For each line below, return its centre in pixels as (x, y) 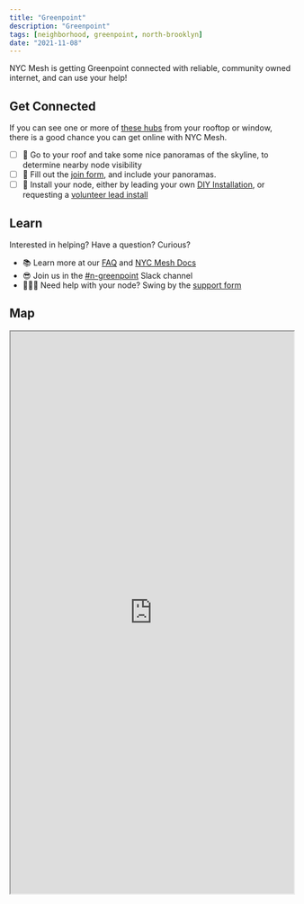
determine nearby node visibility (82, 165)
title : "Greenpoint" (48, 18)
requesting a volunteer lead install (85, 195)
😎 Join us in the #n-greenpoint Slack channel (107, 276)
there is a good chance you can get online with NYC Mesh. (118, 138)
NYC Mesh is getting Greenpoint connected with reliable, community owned (150, 68)
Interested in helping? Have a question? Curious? (100, 245)
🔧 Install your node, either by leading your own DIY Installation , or (143, 184)
